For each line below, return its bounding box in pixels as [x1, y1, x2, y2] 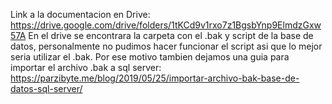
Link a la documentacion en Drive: [10, 9, 151, 20]
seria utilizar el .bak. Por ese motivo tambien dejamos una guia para [10, 51, 290, 63]
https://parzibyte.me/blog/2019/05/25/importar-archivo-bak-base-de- [10, 72, 300, 84]
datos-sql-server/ [10, 83, 83, 94]
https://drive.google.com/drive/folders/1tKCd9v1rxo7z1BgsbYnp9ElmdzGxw [10, 19, 322, 31]
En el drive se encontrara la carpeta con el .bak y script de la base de [28, 30, 314, 41]
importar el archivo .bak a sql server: [10, 62, 162, 73]
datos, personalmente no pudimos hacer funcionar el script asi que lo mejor [10, 40, 323, 52]
